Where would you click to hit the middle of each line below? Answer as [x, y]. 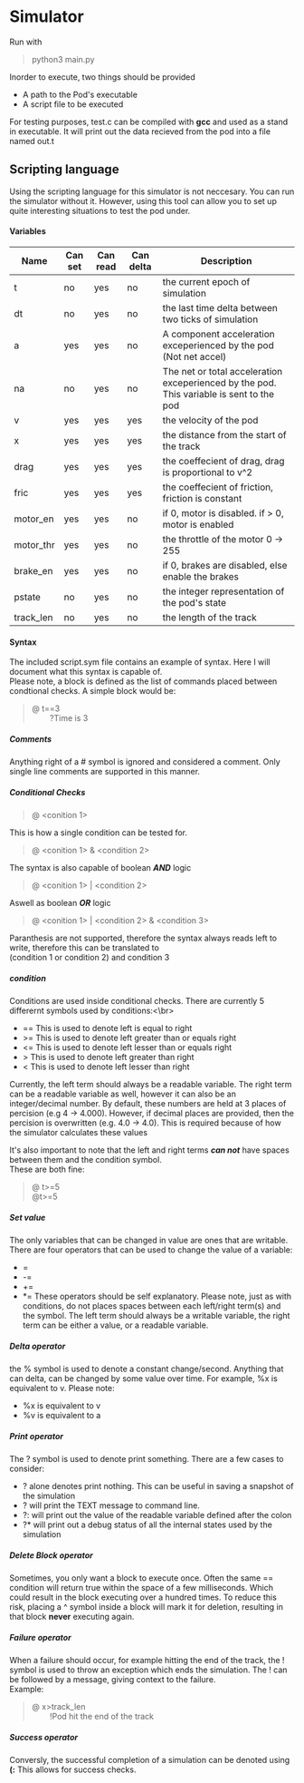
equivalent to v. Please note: [62, 1388]
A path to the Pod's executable [80, 94]
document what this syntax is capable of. [86, 672]
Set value [28, 1217]
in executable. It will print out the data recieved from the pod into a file [140, 131]
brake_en [33, 570]
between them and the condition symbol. [86, 1160]
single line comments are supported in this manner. [105, 772]
